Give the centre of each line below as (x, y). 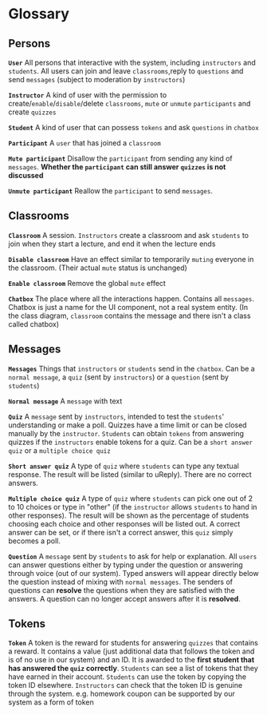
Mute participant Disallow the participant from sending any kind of (120, 158)
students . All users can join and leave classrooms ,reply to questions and (126, 71)
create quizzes (32, 112)
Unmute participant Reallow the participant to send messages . (111, 191)
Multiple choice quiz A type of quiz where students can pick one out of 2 (131, 498)
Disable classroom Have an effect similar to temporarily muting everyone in (131, 259)
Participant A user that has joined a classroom (84, 143)
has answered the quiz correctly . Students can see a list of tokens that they (133, 669)
